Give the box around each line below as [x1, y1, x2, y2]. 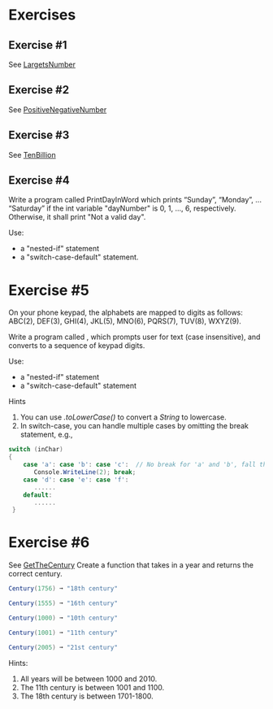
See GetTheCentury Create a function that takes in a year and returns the [8, 560, 254, 570]
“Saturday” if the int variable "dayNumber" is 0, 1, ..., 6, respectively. [8, 203, 237, 213]
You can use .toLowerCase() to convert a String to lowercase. [19, 412, 227, 422]
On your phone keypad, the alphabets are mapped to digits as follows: [8, 307, 244, 318]
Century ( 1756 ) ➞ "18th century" [8, 585, 118, 593]
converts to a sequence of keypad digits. [8, 341, 145, 350]
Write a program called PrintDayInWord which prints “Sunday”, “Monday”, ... [8, 195, 262, 205]
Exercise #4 [8, 173, 71, 188]
